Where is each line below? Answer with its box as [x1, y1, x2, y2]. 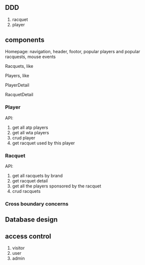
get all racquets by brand [12, 173, 63, 179]
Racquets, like [5, 63, 33, 69]
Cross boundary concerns [5, 200, 69, 207]
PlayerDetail [5, 82, 29, 88]
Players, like [5, 73, 29, 79]
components [5, 36, 45, 44]
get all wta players [12, 129, 49, 135]
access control [5, 232, 51, 240]
